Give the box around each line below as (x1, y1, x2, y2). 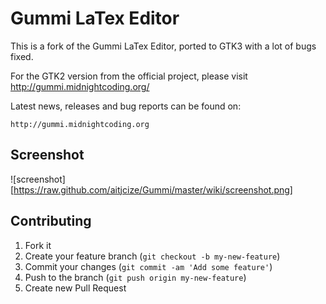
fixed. (10, 50, 34, 62)
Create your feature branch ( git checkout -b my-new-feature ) (24, 250, 281, 262)
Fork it (24, 239, 52, 251)
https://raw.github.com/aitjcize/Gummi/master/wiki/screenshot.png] (13, 183, 293, 196)
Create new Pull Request (24, 282, 127, 294)
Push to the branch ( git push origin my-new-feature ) (24, 271, 247, 283)
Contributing (10, 213, 92, 230)
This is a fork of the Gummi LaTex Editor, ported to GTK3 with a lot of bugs (10, 40, 317, 52)
